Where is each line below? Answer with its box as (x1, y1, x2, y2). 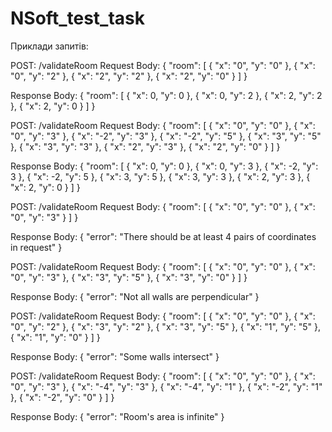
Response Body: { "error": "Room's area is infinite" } (10, 410, 225, 422)
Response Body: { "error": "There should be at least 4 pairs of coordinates (10, 230, 317, 242)
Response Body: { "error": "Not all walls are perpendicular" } (10, 290, 260, 302)
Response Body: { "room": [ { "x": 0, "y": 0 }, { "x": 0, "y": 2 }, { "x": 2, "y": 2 (10, 89, 323, 101)
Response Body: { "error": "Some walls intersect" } (10, 350, 220, 362)
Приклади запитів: (10, 40, 89, 52)
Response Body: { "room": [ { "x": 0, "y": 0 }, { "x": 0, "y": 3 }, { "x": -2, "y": (10, 160, 319, 172)
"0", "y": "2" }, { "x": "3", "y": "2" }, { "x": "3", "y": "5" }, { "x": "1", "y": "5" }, (10, 320, 321, 332)
